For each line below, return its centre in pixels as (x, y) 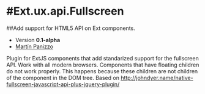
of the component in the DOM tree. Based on (63, 78)
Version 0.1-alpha (38, 40)
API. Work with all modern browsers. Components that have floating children (103, 65)
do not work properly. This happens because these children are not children (102, 71)
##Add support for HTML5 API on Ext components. (71, 28)
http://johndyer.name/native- (157, 78)
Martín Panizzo (34, 46)
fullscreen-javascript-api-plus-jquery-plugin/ (63, 84)
